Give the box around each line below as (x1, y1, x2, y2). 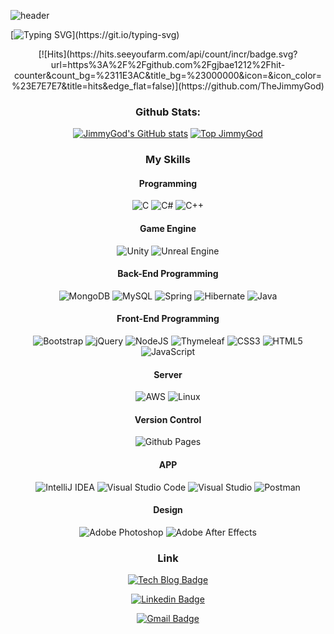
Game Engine (139, 223, 197, 235)
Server (153, 368, 183, 380)
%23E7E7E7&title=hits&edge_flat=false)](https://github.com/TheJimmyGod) (11, 80, 325, 92)
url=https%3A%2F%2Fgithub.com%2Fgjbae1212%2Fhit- (50, 59, 286, 70)
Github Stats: (134, 105, 202, 119)
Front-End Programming (116, 313, 220, 325)
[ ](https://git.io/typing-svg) (10, 29, 180, 40)
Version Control (134, 413, 202, 425)
